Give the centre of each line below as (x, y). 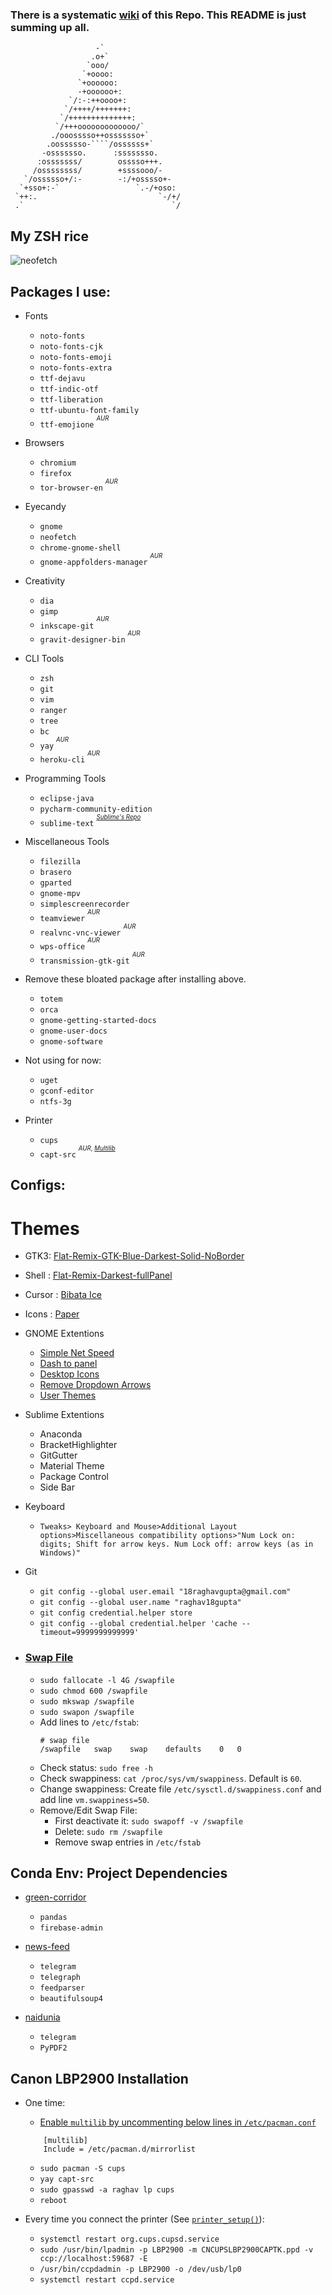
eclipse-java (67, 798)
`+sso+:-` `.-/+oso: (98, 188)
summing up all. (50, 27)
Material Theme (72, 1466)
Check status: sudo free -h (96, 1767)
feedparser (62, 1988)
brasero (55, 873)
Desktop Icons (69, 1374)
